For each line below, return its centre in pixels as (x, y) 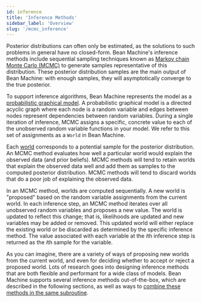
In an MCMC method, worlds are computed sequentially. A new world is (96, 191)
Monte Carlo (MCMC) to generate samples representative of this (87, 65)
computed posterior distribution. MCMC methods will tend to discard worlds (101, 173)
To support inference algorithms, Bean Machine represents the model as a (99, 96)
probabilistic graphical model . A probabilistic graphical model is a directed (99, 103)
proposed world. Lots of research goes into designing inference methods (98, 267)
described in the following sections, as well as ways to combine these (93, 286)
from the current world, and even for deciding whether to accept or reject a (100, 261)
